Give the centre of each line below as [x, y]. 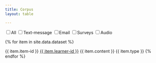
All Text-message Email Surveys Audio [62, 32]
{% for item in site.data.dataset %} [39, 42]
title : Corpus [19, 9]
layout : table [19, 14]
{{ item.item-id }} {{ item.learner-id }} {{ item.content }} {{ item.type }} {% [78, 51]
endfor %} [15, 56]
